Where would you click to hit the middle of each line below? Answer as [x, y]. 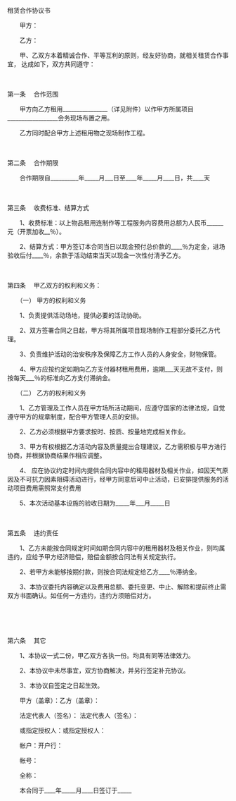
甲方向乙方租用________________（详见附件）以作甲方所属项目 [107, 109]
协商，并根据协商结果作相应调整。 [57, 455]
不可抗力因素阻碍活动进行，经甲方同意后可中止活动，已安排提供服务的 [121, 479]
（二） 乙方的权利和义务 [53, 393]
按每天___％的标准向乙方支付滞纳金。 [61, 378]
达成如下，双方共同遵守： [58, 64]
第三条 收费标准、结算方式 [48, 208]
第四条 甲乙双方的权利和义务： [54, 285]
